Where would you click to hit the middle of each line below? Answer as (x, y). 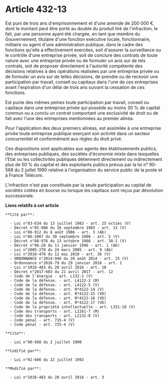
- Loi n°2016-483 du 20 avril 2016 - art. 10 (58, 267)
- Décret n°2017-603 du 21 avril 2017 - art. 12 (61, 272)
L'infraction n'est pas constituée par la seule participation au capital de (78, 185)
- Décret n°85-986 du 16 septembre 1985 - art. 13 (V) (68, 228)
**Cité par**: (20, 215)
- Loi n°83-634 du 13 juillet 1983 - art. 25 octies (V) (70, 223)
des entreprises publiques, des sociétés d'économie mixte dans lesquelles (82, 154)
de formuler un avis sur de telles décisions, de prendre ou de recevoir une (81, 76)
